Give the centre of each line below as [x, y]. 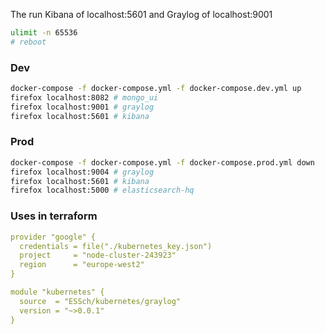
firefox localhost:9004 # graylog [82, 172]
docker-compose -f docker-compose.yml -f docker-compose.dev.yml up [156, 89]
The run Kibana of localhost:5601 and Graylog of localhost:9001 [141, 14]
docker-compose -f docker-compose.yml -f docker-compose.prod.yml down [162, 162]
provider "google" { [53, 237]
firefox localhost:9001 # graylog [82, 107]
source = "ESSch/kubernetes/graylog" [100, 301]
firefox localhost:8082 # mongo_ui [84, 97]
